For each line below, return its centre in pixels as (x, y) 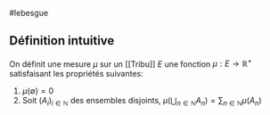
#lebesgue (29, 13)
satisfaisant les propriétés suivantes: (77, 74)
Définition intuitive (62, 41)
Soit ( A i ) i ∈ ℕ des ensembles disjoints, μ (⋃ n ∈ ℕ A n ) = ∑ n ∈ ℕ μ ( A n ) (142, 102)
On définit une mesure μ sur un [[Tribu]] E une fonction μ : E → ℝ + (131, 63)
